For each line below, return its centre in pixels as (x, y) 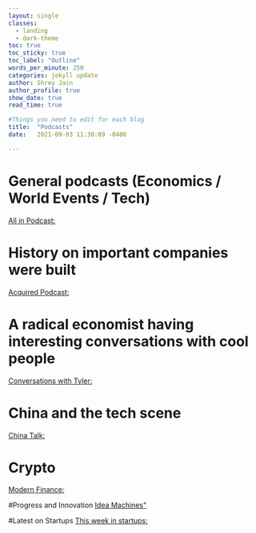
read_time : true (35, 105)
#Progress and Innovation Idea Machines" (77, 505)
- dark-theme (37, 38)
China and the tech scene (95, 413)
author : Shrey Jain (41, 83)
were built (42, 270)
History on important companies (118, 252)
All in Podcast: (32, 220)
